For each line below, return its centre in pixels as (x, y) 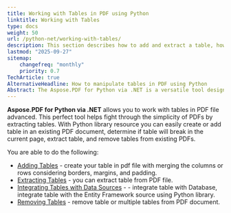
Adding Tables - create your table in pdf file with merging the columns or (120, 166)
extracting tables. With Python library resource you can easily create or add (114, 124)
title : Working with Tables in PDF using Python (78, 13)
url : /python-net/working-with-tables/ (64, 39)
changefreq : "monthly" (52, 65)
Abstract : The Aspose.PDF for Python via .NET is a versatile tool (106, 90)
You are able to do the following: (53, 153)
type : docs (23, 26)
